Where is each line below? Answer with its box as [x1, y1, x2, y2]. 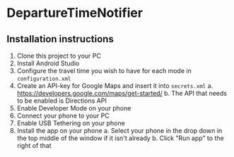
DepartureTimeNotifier [6, 5, 143, 21]
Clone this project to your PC [16, 51, 102, 60]
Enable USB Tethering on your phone [16, 119, 125, 127]
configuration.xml [16, 75, 71, 82]
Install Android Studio [16, 59, 80, 68]
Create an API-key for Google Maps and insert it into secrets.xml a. [16, 82, 213, 89]
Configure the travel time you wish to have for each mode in [16, 67, 192, 75]
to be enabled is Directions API [16, 96, 107, 105]
